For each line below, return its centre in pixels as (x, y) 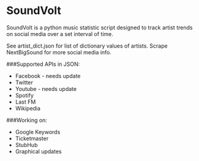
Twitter (24, 82)
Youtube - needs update (46, 88)
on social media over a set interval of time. (60, 34)
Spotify (24, 95)
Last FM (25, 102)
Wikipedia (28, 108)
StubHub (26, 145)
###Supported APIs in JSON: (43, 64)
